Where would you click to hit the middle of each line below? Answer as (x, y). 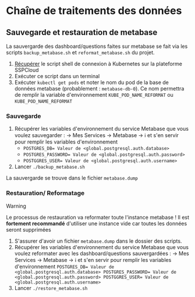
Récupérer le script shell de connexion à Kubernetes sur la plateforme (98, 64)
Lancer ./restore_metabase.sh (51, 288)
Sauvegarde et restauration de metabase (82, 32)
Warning (16, 206)
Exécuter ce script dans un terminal (57, 76)
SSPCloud (26, 70)
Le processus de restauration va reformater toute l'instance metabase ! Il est (98, 217)
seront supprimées (29, 229)
